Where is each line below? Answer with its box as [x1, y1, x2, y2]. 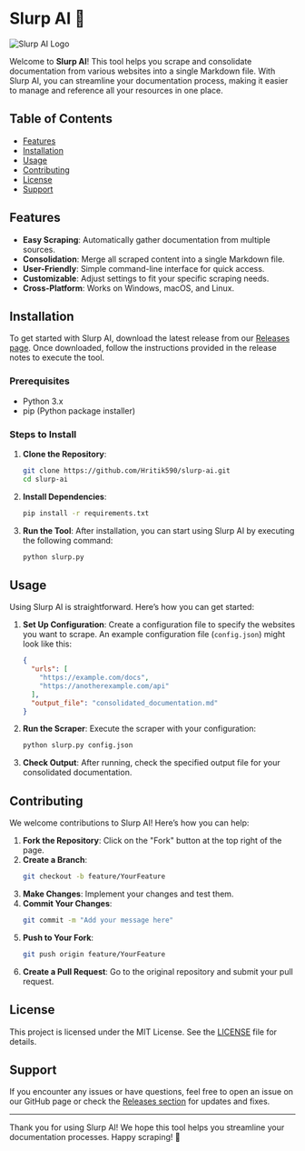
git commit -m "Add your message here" [22, 916, 174, 925]
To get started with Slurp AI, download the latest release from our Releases [9, 333, 290, 344]
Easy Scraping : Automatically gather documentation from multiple [22, 234, 271, 245]
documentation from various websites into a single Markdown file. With [9, 65, 276, 76]
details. [9, 1036, 37, 1046]
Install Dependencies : [22, 491, 107, 502]
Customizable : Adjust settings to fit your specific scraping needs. [22, 273, 270, 284]
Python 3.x [22, 395, 64, 406]
